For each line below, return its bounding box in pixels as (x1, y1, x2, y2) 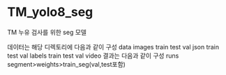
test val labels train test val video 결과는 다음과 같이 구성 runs (7, 51, 179, 60)
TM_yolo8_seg (7, 4, 93, 20)
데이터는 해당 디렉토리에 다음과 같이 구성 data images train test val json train (7, 42, 220, 51)
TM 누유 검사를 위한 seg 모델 (7, 28, 87, 36)
